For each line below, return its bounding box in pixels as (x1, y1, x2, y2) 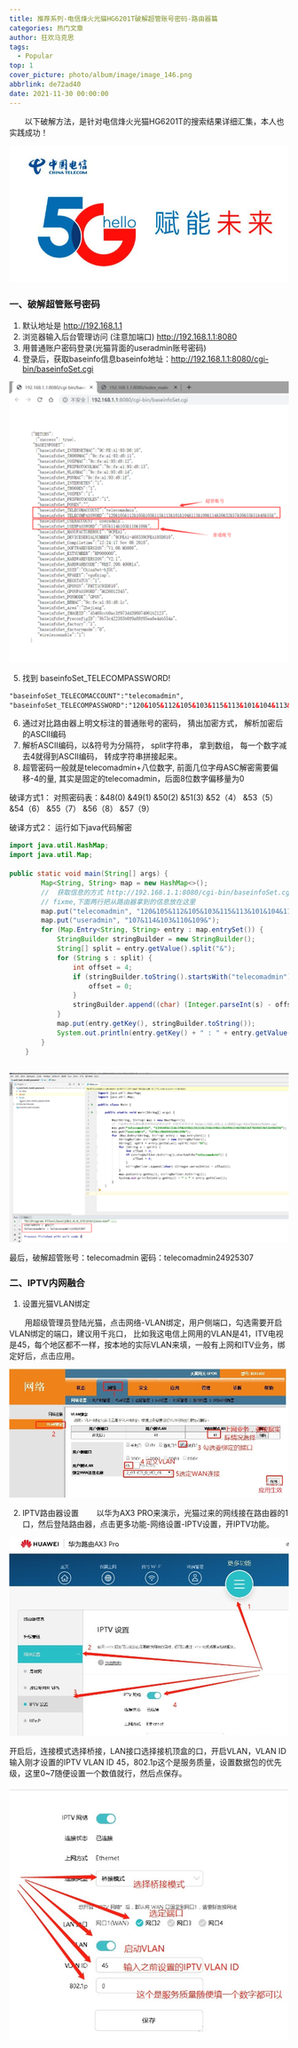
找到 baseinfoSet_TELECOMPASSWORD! (21, 672, 171, 683)
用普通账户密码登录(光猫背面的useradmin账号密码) (21, 342, 207, 353)
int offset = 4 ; (72, 963, 133, 972)
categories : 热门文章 (9, 23, 84, 33)
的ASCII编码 (21, 729, 67, 740)
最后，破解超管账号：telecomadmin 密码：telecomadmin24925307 (9, 1252, 255, 1263)
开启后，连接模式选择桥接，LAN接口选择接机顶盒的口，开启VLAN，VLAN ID (9, 1746, 286, 1757)
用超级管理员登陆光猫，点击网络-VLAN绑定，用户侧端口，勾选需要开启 (25, 1317, 283, 1328)
